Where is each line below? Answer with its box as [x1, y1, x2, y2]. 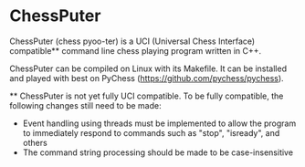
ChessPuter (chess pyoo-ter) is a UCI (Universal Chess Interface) [9, 36, 256, 47]
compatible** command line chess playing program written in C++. [9, 45, 262, 56]
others [22, 137, 47, 148]
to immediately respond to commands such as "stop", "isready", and [22, 127, 280, 138]
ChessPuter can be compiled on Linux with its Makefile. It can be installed [9, 63, 288, 74]
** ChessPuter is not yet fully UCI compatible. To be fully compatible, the [9, 90, 284, 101]
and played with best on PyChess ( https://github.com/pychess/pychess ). [9, 72, 285, 83]
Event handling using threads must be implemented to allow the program [22, 118, 297, 129]
